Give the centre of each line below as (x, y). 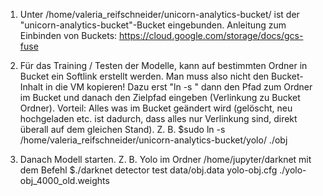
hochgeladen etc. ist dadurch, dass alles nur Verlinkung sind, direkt (158, 118)
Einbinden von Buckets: (68, 35)
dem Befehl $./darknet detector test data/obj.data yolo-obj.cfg (148, 170)
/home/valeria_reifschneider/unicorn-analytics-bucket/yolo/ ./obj (153, 140)
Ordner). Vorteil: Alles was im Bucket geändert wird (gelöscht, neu (156, 108)
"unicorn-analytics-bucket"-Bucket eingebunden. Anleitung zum (153, 25)
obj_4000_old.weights (64, 180)
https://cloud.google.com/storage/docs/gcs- (211, 35)
